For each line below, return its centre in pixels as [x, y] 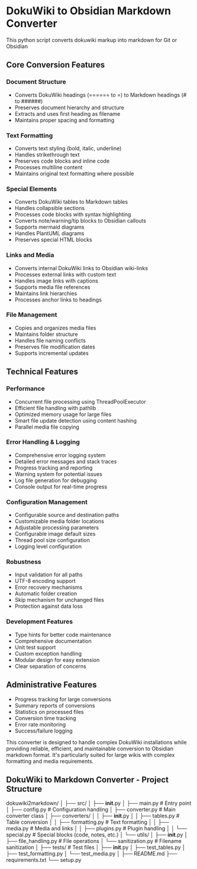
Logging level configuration [48, 547]
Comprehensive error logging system [60, 455]
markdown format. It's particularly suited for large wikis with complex [91, 754]
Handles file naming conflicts [50, 340]
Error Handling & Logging [43, 442]
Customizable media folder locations [59, 521]
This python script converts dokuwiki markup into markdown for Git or [92, 40]
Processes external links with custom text [65, 274]
